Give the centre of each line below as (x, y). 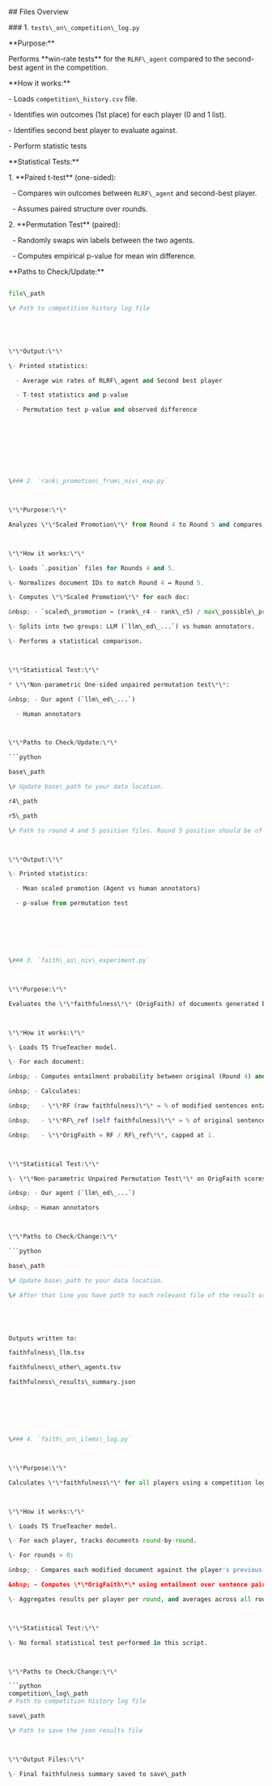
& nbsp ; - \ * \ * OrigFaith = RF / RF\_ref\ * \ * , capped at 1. (112, 1135)
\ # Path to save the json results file (76, 1730)
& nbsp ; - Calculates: (45, 1091)
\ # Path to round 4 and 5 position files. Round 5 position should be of (136, 830)
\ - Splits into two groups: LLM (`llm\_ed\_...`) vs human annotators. (132, 627)
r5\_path (23, 816)
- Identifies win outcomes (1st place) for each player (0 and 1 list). (117, 114)
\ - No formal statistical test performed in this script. (108, 1643)
